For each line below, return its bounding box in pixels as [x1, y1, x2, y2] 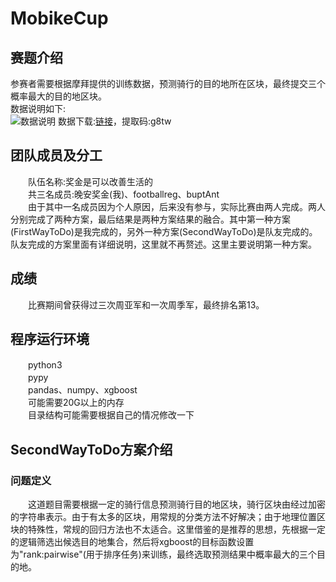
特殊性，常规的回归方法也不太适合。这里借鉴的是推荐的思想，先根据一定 [27, 523, 326, 536]
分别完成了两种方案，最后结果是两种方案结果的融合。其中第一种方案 [10, 213, 291, 225]
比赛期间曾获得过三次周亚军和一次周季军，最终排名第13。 [27, 298, 265, 311]
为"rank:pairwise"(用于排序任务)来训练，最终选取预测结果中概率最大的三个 [10, 548, 317, 561]
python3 [27, 359, 63, 371]
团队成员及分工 [10, 147, 103, 164]
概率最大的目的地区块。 [10, 90, 107, 102]
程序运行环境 [10, 331, 90, 348]
